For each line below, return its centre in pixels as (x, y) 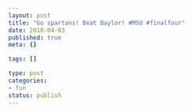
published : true (35, 37)
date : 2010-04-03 (37, 30)
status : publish (35, 95)
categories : (28, 80)
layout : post (30, 15)
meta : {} (23, 45)
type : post (26, 73)
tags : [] (23, 59)
